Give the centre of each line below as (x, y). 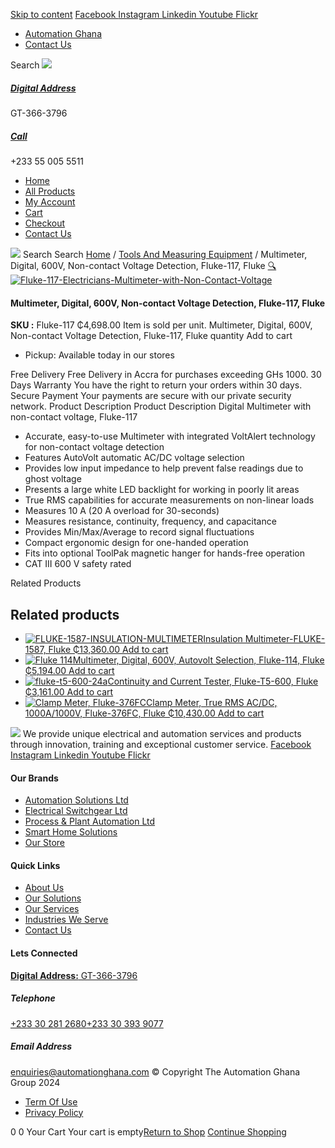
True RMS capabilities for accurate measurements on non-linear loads (169, 500)
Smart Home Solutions (71, 832)
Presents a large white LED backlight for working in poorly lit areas (162, 490)
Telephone (33, 998)
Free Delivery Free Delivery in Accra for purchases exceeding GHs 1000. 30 (166, 375)
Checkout (45, 223)
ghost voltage (53, 479)
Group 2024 (35, 1082)
